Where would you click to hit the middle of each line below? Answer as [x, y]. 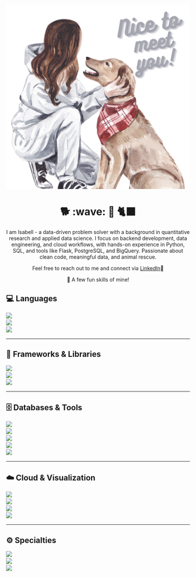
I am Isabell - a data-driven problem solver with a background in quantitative [98, 232]
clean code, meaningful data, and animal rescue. [98, 257]
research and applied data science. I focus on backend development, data [98, 238]
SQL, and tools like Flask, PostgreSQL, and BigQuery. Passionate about [98, 250]
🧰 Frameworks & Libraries [53, 354]
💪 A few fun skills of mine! [98, 279]
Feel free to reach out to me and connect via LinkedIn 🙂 [98, 268]
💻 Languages [32, 299]
